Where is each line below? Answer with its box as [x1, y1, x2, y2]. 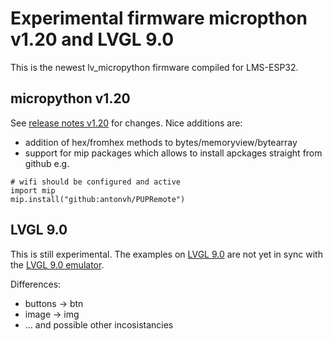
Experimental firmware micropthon [10, 7, 308, 30]
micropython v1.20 [10, 90, 131, 107]
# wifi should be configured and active [10, 177, 182, 187]
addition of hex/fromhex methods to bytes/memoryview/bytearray [24, 136, 298, 148]
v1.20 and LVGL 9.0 [10, 28, 175, 51]
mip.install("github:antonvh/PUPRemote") [10, 194, 186, 204]
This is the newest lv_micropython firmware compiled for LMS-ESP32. [10, 61, 299, 73]
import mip [10, 185, 56, 196]
